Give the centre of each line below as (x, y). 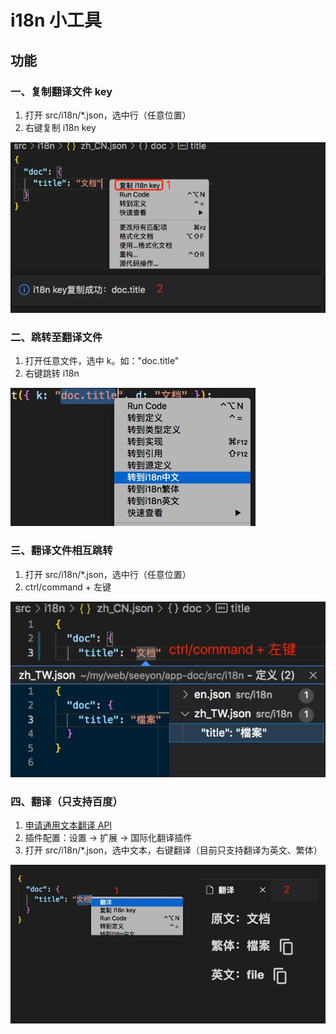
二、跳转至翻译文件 (56, 338)
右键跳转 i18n (52, 373)
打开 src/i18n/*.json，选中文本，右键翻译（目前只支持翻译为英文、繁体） (173, 850)
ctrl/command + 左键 (68, 587)
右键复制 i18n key (60, 127)
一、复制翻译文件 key (61, 91)
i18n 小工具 (56, 20)
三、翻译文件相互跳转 (61, 551)
